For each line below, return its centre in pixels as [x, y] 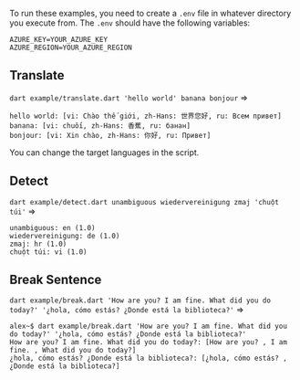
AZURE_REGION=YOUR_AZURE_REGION [71, 47]
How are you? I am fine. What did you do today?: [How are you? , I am [148, 343]
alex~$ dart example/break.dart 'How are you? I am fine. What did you [148, 327]
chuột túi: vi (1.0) [49, 252]
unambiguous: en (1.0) [52, 227]
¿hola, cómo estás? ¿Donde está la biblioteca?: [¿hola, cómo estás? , [148, 359]
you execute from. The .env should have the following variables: [130, 23]
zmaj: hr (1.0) [38, 244]
